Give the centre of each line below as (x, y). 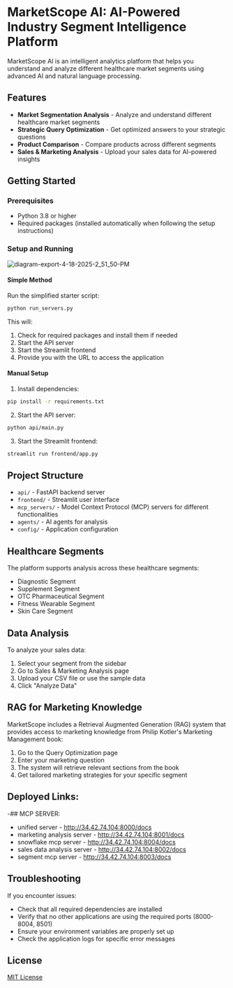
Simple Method (30, 280)
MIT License (25, 978)
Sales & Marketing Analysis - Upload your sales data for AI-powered (117, 151)
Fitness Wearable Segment (56, 604)
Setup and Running (40, 249)
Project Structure (45, 476)
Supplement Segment (48, 589)
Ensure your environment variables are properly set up (96, 931)
